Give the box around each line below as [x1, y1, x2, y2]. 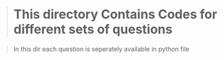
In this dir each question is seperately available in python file [13, 44, 190, 53]
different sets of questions [13, 21, 173, 37]
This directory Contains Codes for [13, 6, 218, 23]
